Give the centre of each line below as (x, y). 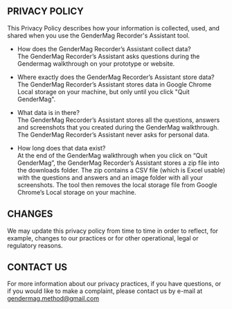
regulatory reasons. (35, 245)
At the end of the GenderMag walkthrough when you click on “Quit (112, 155)
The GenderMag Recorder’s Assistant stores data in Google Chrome (114, 84)
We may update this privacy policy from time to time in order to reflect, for (113, 231)
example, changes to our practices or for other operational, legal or (103, 238)
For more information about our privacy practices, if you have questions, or (114, 284)
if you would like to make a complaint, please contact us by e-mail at (105, 291)
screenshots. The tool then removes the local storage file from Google (117, 185)
